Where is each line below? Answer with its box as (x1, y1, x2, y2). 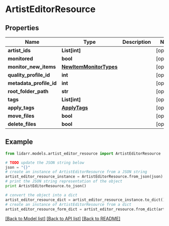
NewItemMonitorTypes (61, 63, 118, 70)
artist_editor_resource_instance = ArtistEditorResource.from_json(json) (5, 174, 163, 179)
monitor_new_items (8, 63, 56, 70)
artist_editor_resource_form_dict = (5, 206, 82, 212)
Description (122, 39, 151, 45)
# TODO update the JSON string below (5, 160, 84, 165)
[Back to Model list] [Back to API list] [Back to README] (5, 215, 121, 222)
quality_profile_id (8, 71, 50, 79)
